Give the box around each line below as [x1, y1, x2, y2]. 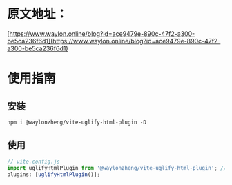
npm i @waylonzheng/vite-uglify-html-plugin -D [7, 119, 147, 126]
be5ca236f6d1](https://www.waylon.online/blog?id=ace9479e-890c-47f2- [7, 37, 221, 45]
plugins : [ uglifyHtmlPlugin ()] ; [7, 171, 100, 178]
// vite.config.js [7, 158, 60, 165]
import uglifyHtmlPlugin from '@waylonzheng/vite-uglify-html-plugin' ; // [7, 164, 227, 171]
